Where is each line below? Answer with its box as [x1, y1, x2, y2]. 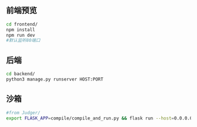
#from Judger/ [6, 110, 41, 115]
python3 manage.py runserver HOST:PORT [6, 76, 104, 82]
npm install [6, 27, 35, 33]
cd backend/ [6, 71, 35, 77]
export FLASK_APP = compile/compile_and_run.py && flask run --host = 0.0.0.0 [6, 115, 193, 121]
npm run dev [6, 32, 35, 38]
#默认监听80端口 [6, 37, 40, 44]
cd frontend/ [6, 21, 38, 27]
